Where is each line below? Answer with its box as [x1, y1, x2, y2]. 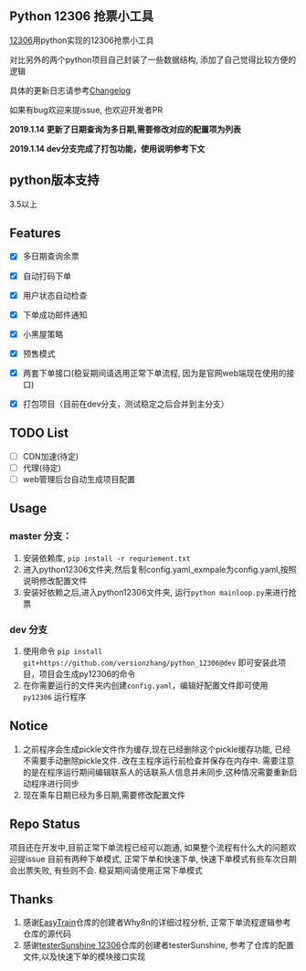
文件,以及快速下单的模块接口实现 [22, 951, 146, 962]
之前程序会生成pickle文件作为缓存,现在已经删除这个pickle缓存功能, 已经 [22, 744, 291, 755]
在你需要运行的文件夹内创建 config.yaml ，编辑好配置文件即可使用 [22, 680, 269, 691]
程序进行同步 [30, 777, 79, 788]
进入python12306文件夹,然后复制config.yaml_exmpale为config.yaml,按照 [22, 564, 297, 575]
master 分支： [9, 530, 72, 543]
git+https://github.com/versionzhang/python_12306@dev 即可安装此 [22, 657, 279, 668]
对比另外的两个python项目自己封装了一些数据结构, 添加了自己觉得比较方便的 [9, 54, 297, 65]
